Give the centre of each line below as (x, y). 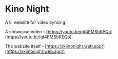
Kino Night (27, 9)
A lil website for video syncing (35, 22)
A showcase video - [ (26, 31)
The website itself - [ (26, 46)
